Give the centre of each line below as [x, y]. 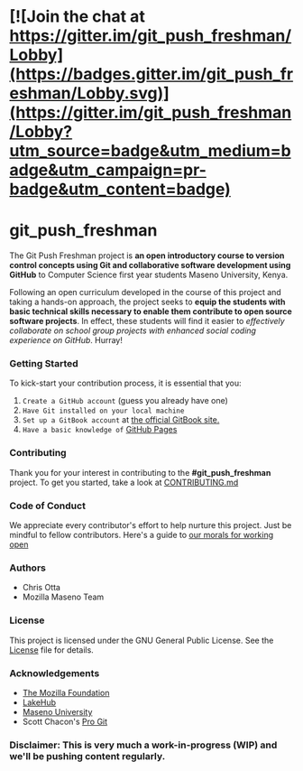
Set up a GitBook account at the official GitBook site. [121, 420]
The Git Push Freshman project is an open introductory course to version [147, 255]
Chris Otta [41, 588]
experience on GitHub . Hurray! [66, 340]
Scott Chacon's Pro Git [65, 721]
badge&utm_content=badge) [120, 189]
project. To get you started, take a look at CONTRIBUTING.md [124, 482]
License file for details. [52, 650]
